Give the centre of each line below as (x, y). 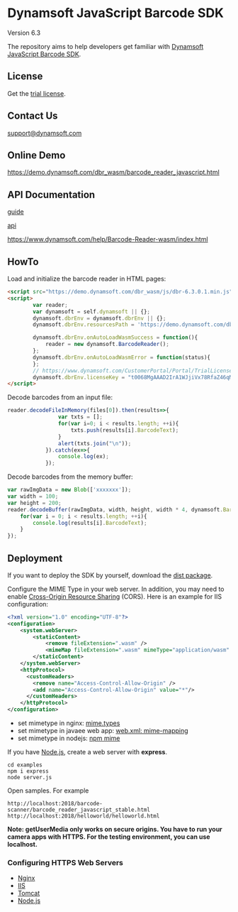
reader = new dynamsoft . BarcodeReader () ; (107, 344)
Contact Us (33, 116)
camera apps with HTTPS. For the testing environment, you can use (109, 837)
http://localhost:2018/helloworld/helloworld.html (84, 816)
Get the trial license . (36, 93)
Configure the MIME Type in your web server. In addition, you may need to (116, 589)
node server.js (30, 778)
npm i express (28, 771)
